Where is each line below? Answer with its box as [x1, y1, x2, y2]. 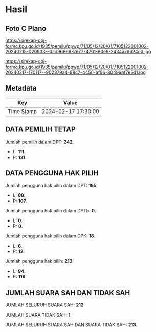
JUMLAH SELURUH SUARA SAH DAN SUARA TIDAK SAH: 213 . [5, 322, 138, 328]
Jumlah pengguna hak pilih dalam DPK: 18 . [5, 233, 96, 239]
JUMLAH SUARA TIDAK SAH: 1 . [5, 312, 72, 318]
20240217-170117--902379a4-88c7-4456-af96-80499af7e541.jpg [5, 69, 146, 75]
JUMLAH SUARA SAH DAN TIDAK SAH [5, 288, 130, 297]
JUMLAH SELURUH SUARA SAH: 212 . [5, 302, 85, 308]
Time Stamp [8, 107, 37, 115]
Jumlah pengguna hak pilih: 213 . [5, 258, 74, 264]
